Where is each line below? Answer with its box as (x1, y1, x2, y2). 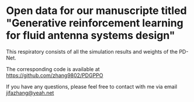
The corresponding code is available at (6, 65, 101, 72)
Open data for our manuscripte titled (6, 4, 187, 17)
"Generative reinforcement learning (6, 16, 184, 30)
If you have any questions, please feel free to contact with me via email (6, 83, 177, 90)
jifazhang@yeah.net (6, 89, 54, 96)
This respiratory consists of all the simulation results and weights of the (6, 48, 178, 55)
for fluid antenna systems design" (6, 29, 175, 42)
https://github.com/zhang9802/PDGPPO (6, 72, 103, 79)
